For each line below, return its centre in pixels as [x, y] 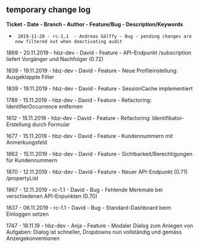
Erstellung [19, 124]
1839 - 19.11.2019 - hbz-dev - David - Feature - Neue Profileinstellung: [92, 71]
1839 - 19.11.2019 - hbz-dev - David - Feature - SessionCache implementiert [99, 88]
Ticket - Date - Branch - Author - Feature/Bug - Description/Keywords [95, 24]
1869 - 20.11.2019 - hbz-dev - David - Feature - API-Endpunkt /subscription [99, 53]
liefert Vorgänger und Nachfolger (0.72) [55, 59]
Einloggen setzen [27, 214]
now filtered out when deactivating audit [68, 41]
